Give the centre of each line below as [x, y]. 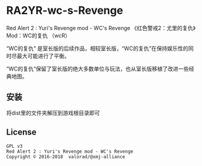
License [21, 132]
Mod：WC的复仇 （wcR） [38, 35]
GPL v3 [14, 146]
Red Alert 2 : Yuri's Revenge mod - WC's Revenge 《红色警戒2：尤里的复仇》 [101, 28]
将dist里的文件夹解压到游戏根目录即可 [53, 113]
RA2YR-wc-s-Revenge [65, 11]
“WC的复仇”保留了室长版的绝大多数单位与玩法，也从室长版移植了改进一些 [98, 69]
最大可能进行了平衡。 [43, 56]
